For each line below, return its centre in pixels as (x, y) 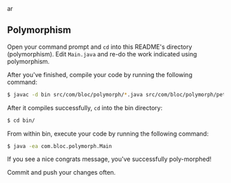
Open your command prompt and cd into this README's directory (100, 47)
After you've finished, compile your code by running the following (100, 74)
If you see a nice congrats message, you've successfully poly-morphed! (109, 159)
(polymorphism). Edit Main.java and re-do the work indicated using (102, 54)
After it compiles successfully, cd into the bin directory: (85, 107)
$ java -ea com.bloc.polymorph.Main (59, 146)
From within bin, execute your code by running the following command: (108, 133)
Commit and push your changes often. (62, 173)
